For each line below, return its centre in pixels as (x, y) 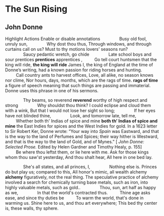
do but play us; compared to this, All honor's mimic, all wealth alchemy (76, 172)
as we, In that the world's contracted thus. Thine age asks (78, 193)
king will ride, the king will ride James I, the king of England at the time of (79, 65)
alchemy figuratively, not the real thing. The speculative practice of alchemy (82, 177)
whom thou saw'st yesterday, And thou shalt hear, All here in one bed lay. (79, 157)
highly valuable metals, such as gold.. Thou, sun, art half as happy (81, 187)
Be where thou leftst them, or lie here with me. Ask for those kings (82, 152)
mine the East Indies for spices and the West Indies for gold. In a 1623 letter (81, 126)
